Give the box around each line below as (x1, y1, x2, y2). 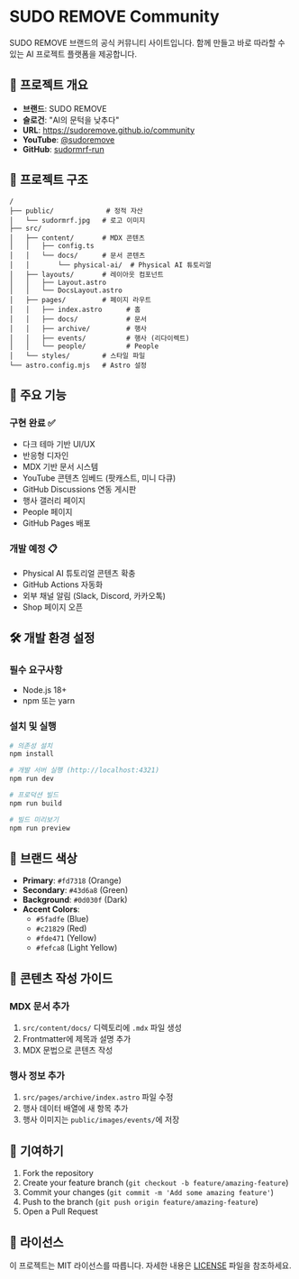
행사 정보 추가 (9, 1069, 66, 1081)
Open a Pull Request (22, 1206, 99, 1217)
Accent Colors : (22, 904, 80, 915)
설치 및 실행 (9, 720, 57, 732)
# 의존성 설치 (9, 741, 53, 750)
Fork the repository (22, 1168, 95, 1179)
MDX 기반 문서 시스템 (22, 462, 99, 473)
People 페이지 (22, 507, 73, 518)
